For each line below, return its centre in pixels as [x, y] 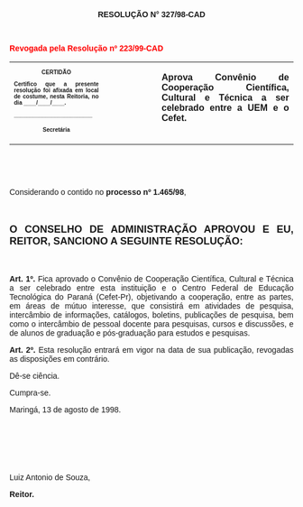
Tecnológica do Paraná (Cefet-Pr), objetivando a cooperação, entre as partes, [151, 297]
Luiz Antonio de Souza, [50, 478]
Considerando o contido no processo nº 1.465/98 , [98, 192]
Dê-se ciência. [35, 376]
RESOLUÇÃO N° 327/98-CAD [151, 14]
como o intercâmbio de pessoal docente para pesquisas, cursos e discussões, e [151, 324]
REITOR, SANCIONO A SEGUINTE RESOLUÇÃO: [126, 241]
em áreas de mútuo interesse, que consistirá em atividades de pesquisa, [151, 306]
